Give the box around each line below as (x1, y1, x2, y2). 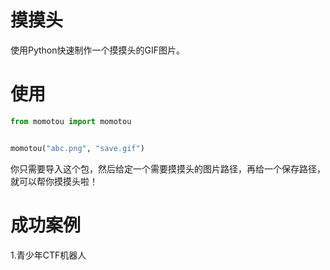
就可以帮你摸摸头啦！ (10, 175, 98, 187)
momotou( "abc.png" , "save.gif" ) (10, 143, 145, 153)
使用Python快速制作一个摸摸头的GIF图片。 (10, 44, 186, 56)
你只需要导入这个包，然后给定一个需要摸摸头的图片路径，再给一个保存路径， (10, 162, 326, 175)
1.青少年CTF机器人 (10, 249, 87, 261)
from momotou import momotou (10, 116, 132, 126)
